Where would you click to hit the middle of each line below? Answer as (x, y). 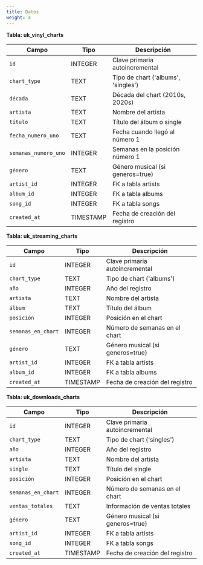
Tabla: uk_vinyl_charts (35, 34)
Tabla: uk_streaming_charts (42, 236)
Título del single (129, 469)
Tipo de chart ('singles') (140, 439)
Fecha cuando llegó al (143, 132)
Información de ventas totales (148, 506)
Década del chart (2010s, (149, 94)
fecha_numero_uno (34, 136)
